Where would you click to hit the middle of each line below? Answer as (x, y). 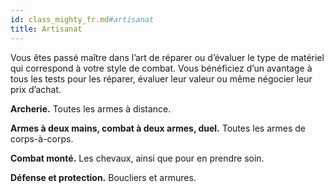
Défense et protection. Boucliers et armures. (103, 177)
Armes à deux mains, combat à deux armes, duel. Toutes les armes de (158, 128)
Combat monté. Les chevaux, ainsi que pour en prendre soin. (137, 158)
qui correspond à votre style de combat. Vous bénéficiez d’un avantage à (161, 68)
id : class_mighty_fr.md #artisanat (82, 19)
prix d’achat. (36, 89)
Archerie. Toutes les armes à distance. (91, 108)
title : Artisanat (46, 29)
